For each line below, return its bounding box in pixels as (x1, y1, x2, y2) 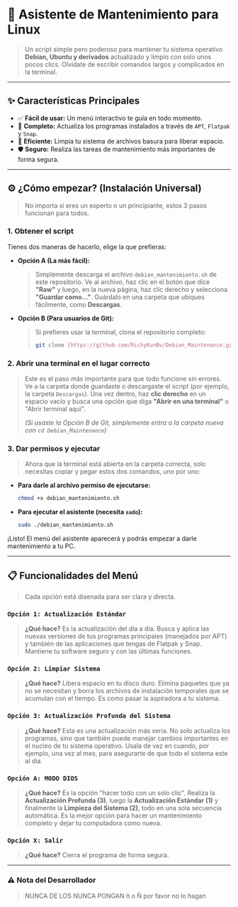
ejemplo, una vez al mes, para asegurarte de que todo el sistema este (24, 749, 228, 757)
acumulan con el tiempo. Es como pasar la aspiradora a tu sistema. (24, 694, 221, 702)
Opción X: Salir (7, 837, 64, 844)
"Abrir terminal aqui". (24, 405, 86, 413)
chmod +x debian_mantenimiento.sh (17, 495, 120, 502)
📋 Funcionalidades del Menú (7, 570, 138, 582)
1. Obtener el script (7, 227, 74, 237)
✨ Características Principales (7, 95, 140, 107)
